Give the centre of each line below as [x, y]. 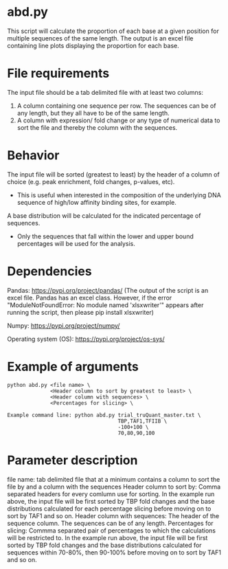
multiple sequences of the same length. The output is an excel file [100, 38]
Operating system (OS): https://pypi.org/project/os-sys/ [86, 339]
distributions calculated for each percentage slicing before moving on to [109, 509]
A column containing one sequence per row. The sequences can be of [116, 105]
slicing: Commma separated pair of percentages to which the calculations [112, 531]
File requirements [58, 74]
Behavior [33, 156]
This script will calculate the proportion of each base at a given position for [113, 31]
